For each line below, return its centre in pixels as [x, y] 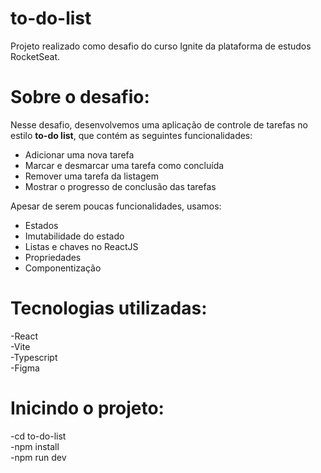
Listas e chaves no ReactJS [81, 246]
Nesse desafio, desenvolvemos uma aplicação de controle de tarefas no [159, 124]
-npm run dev [38, 457]
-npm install [35, 446]
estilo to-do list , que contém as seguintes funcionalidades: [131, 135]
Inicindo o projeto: [87, 408]
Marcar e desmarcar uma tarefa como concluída [124, 165]
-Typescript [34, 357]
